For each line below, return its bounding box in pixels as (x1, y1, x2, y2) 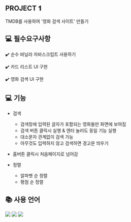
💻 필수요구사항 (5, 35, 51, 43)
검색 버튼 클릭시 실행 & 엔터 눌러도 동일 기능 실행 (20, 128, 117, 134)
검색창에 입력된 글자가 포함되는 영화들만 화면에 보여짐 (20, 121, 126, 128)
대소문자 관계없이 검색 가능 (20, 134, 74, 140)
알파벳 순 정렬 (20, 173, 48, 179)
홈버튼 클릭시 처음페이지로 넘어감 (12, 151, 78, 157)
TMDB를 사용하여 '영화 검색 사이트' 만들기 (5, 18, 89, 24)
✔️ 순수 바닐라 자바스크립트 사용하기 (5, 51, 76, 57)
